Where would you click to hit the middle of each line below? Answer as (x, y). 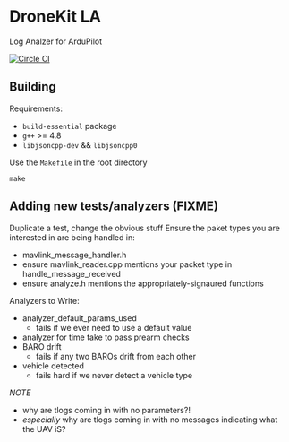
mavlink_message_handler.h (74, 255)
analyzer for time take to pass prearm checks (106, 337)
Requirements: (36, 108)
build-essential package (69, 126)
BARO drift (42, 346)
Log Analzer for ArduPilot (56, 41)
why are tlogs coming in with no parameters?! (106, 410)
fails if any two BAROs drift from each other (116, 356)
